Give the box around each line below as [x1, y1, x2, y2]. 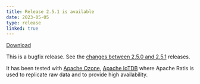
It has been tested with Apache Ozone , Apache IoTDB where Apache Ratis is [6, 65, 194, 72]
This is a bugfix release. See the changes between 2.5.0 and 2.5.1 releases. [6, 53, 190, 60]
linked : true [6, 25, 39, 32]
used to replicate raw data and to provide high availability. [6, 71, 148, 78]
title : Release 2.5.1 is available [6, 8, 95, 15]
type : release [6, 20, 42, 26]
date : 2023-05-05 [6, 14, 49, 20]
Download [6, 42, 32, 49]
